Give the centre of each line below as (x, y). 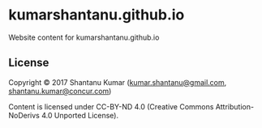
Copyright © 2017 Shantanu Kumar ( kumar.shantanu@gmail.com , (118, 82)
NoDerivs (24, 115)
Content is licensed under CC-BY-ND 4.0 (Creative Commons (111, 106)
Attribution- (234, 106)
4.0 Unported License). (80, 115)
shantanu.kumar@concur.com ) (60, 91)
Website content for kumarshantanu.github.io (84, 37)
